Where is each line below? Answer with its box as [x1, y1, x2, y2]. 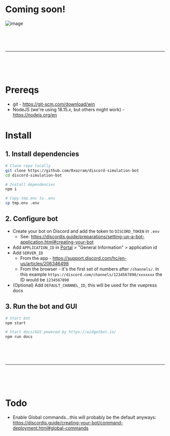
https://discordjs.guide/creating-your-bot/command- [12, 420, 123, 426]
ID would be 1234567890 [20, 276, 69, 283]
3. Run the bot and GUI [5, 302, 77, 311]
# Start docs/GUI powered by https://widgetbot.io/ [5, 329, 116, 335]
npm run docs [5, 334, 33, 339]
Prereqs [5, 84, 39, 96]
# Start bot [5, 316, 30, 321]
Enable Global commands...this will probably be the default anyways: [12, 414, 156, 420]
